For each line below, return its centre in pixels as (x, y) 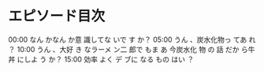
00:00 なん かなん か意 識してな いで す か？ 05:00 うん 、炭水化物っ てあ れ (132, 39)
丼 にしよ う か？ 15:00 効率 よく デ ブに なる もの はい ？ (101, 59)
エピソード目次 (57, 16)
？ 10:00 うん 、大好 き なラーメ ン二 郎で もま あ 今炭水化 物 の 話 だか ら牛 (132, 49)
